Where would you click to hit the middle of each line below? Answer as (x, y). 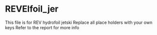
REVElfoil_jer (32, 9)
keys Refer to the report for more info (42, 27)
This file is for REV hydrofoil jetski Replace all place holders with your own (79, 22)
